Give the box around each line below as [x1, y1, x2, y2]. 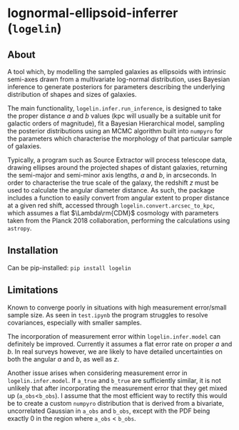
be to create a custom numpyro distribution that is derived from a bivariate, [7, 399, 225, 407]
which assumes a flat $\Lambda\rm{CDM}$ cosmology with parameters [7, 209, 219, 217]
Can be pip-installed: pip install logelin [7, 263, 132, 272]
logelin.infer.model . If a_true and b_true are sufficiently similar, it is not [7, 376, 221, 384]
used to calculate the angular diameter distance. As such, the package [7, 186, 215, 194]
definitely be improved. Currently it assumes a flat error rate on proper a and [7, 339, 233, 348]
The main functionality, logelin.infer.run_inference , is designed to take [7, 104, 223, 112]
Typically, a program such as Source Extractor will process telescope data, [7, 155, 227, 164]
